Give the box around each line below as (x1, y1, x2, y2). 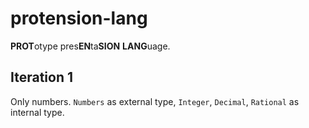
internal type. (10, 106, 65, 118)
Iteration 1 (10, 69, 74, 86)
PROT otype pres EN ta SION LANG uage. (10, 40, 171, 52)
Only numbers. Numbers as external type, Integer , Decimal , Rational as (10, 95, 300, 107)
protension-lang (10, 7, 148, 30)
